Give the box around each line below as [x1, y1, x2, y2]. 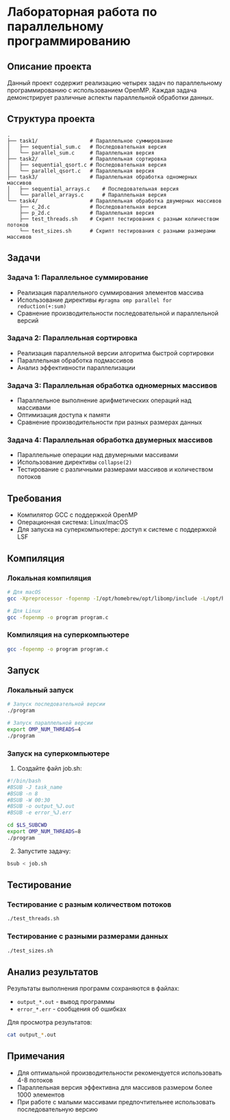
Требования [7, 492, 62, 504]
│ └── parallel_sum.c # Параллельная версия [7, 149, 155, 156]
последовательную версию [16, 1105, 98, 1113]
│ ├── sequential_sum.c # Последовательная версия [7, 143, 167, 150]
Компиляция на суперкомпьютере [7, 630, 130, 640]
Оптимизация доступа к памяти [16, 411, 111, 419]
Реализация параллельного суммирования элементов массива [16, 288, 204, 296]
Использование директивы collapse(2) [16, 458, 132, 467]
